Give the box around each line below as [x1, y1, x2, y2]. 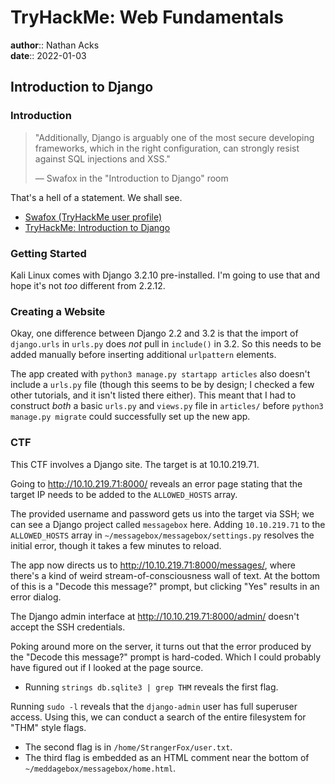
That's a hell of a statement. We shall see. [10, 191, 183, 203]
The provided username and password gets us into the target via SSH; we [10, 507, 315, 520]
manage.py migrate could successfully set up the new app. [10, 411, 251, 423]
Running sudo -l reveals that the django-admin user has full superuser [10, 700, 298, 712]
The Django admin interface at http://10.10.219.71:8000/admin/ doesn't [10, 610, 300, 622]
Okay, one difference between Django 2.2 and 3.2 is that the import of [10, 327, 299, 340]
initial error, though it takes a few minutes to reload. [10, 539, 222, 551]
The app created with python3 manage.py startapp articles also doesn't [10, 368, 311, 380]
